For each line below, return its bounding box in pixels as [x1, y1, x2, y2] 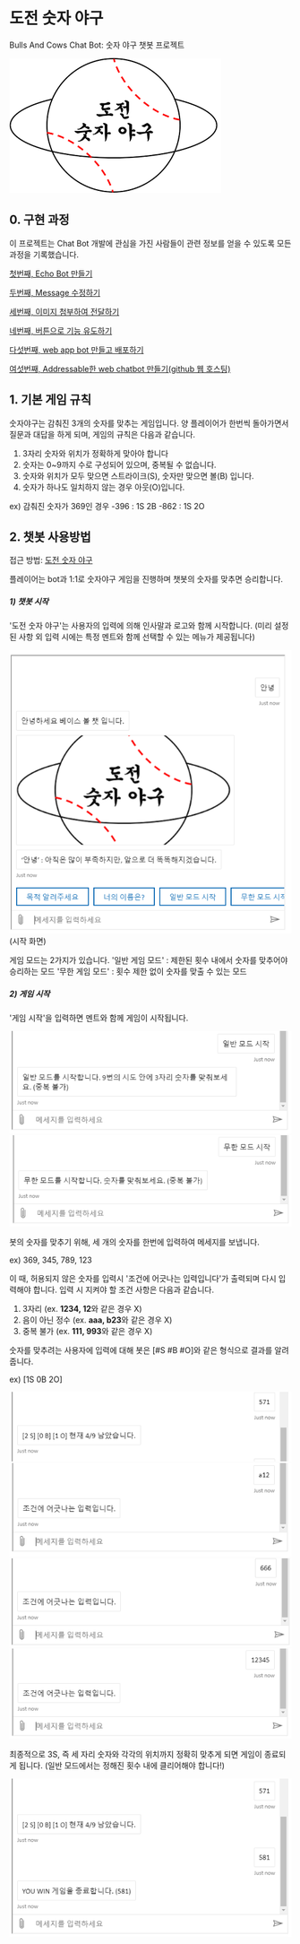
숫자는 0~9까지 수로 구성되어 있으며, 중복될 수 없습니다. [21, 459, 217, 470]
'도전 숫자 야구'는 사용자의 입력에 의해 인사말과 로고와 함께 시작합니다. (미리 [9, 621, 273, 631]
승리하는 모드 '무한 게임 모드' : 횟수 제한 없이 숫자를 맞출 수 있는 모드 [9, 966, 248, 976]
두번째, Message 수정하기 [9, 287, 101, 298]
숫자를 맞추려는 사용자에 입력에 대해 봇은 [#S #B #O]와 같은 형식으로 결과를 [9, 1344, 273, 1355]
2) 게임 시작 [9, 988, 51, 999]
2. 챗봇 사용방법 [9, 529, 91, 544]
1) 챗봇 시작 [9, 595, 49, 606]
